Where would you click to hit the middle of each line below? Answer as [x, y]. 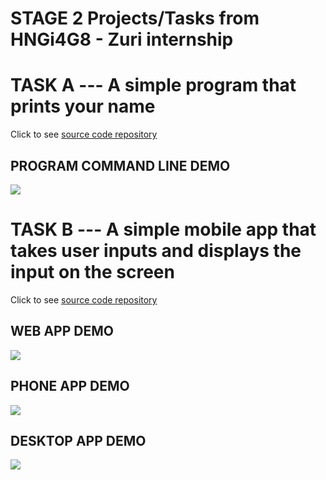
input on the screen [92, 272]
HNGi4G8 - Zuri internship [122, 39]
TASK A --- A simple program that [153, 85]
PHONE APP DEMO [70, 386]
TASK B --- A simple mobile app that [163, 229]
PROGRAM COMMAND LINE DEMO [120, 165]
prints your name [83, 106]
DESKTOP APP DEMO [78, 440]
